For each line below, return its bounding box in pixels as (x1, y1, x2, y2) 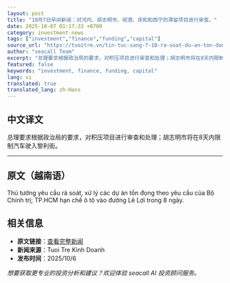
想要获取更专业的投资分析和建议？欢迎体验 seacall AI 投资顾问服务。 (7, 269, 201, 277)
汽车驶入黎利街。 (12, 141, 62, 149)
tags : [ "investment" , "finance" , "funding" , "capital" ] (7, 36, 161, 42)
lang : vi (7, 73, 32, 81)
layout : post (7, 10, 44, 17)
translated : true (7, 80, 57, 87)
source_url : (7, 42, 41, 49)
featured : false (7, 61, 53, 68)
